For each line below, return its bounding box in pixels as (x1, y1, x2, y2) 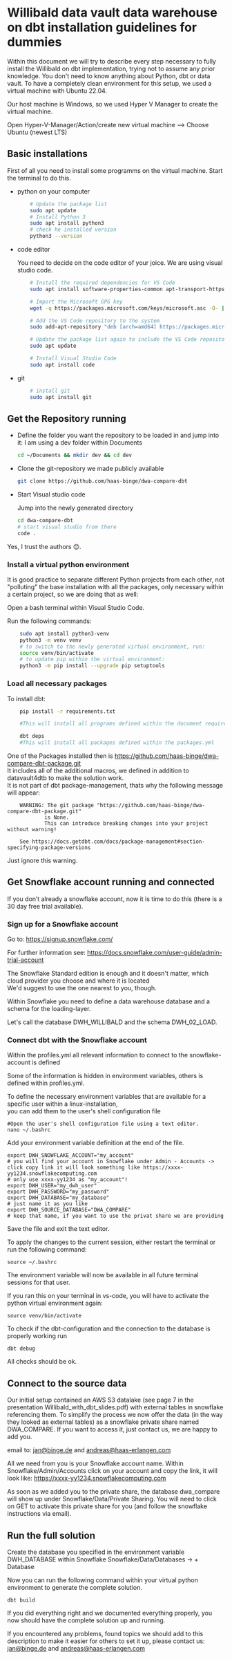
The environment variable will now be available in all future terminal (7, 1271, 199, 1279)
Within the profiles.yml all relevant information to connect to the (7, 1051, 188, 1059)
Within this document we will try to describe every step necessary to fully (7, 57, 216, 65)
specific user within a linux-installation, (7, 1100, 119, 1108)
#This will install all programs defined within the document (19, 721, 202, 727)
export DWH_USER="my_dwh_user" (7, 1183, 97, 1189)
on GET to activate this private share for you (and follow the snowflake (7, 1502, 208, 1510)
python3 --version (30, 233, 83, 240)
